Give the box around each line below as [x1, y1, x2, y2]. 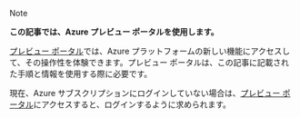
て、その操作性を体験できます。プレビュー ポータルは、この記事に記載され [9, 57, 289, 67]
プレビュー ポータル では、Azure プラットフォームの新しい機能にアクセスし [9, 45, 291, 56]
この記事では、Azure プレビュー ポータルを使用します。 [9, 26, 220, 37]
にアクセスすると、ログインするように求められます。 [33, 99, 232, 110]
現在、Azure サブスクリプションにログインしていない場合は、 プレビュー [9, 88, 281, 98]
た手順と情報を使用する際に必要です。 [9, 68, 153, 79]
